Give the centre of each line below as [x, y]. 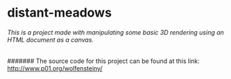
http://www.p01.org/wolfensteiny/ [55, 69]
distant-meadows [60, 13]
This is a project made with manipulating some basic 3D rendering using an [115, 32]
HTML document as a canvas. [51, 39]
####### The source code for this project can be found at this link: [103, 61]
